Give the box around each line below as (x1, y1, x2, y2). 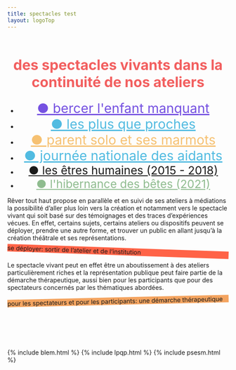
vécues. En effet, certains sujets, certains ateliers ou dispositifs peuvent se (7, 218, 224, 227)
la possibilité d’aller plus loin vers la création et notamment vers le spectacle (7, 204, 228, 212)
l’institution (109, 247, 142, 256)
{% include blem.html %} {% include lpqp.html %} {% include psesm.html (7, 348, 221, 357)
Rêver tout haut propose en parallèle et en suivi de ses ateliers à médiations (7, 196, 227, 204)
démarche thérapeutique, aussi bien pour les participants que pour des (7, 275, 213, 284)
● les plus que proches (50, 115, 196, 132)
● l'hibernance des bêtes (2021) (36, 176, 211, 191)
